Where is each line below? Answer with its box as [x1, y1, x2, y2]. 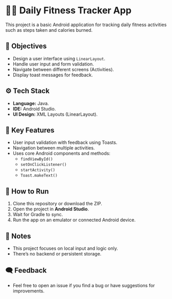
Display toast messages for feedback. [12, 72, 93, 78]
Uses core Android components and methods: [12, 151, 110, 157]
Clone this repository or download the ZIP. [12, 201, 103, 207]
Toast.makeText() [20, 173, 58, 178]
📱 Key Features [5, 125, 55, 135]
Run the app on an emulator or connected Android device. [12, 217, 136, 223]
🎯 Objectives [5, 42, 47, 51]
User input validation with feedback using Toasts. [12, 139, 118, 145]
